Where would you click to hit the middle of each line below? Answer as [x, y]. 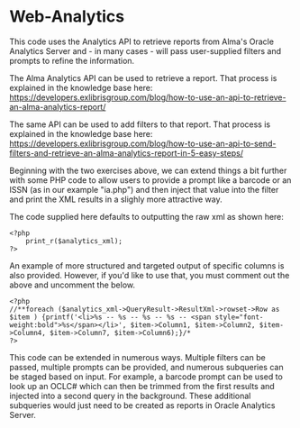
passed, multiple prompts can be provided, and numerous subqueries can [146, 367]
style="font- [239, 317]
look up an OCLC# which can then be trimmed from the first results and [142, 386]
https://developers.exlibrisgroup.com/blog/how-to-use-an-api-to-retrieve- [148, 97]
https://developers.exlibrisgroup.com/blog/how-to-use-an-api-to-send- [143, 143]
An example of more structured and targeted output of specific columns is [147, 265]
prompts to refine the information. [72, 60]
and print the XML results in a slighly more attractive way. [116, 199]
